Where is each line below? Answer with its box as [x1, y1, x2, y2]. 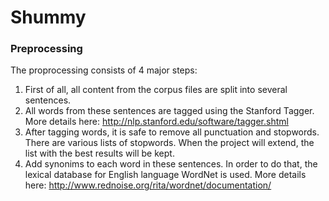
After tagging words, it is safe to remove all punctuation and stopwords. [24, 126, 320, 138]
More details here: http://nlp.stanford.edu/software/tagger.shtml [24, 116, 289, 128]
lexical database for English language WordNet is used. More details [24, 169, 307, 181]
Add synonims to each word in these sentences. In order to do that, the [24, 158, 318, 170]
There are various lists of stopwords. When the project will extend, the [24, 137, 315, 149]
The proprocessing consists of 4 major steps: [10, 64, 198, 76]
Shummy [10, 6, 87, 29]
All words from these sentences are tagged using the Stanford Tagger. [24, 105, 315, 117]
